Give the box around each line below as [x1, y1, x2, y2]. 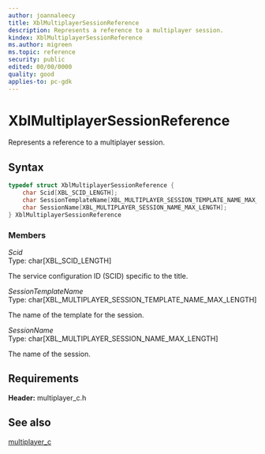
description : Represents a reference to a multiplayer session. [8, 26, 224, 34]
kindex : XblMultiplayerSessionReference [8, 33, 144, 42]
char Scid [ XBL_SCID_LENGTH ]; [22, 189, 118, 197]
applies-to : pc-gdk [8, 77, 73, 85]
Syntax [8, 160, 44, 174]
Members [8, 230, 46, 241]
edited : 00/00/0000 [8, 63, 73, 71]
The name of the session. [8, 349, 91, 358]
